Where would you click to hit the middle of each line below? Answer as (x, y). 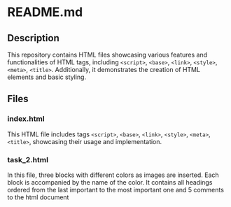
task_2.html (28, 159)
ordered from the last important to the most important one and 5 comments (115, 190)
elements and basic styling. (47, 77)
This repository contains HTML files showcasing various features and (107, 55)
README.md (45, 12)
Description (33, 38)
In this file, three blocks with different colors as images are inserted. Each (113, 175)
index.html (26, 119)
